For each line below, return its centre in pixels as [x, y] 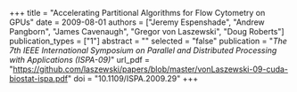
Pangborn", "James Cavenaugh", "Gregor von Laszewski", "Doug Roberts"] [147, 31]
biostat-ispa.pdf [39, 78]
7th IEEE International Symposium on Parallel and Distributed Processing [143, 50]
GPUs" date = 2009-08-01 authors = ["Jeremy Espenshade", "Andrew [137, 22]
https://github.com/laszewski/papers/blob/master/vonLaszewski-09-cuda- [150, 69]
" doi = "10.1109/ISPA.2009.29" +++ [133, 78]
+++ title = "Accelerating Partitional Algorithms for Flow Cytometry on [137, 13]
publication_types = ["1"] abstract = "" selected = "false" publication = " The [148, 41]
